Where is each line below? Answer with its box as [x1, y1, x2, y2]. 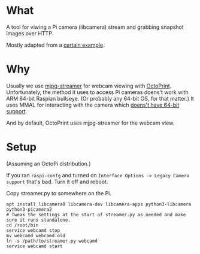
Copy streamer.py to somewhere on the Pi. [6, 189, 112, 196]
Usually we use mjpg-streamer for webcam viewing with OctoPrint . [6, 82, 172, 89]
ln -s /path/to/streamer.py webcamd [6, 238, 98, 244]
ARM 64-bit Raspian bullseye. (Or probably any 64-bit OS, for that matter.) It [6, 95, 195, 102]
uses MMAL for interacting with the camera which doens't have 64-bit [6, 101, 180, 108]
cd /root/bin [6, 222, 39, 228]
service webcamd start [6, 243, 63, 249]
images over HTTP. [6, 29, 54, 37]
